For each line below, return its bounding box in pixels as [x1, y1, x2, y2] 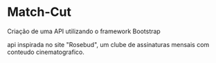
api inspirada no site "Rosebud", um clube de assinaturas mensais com [7, 40, 210, 48]
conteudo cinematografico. [7, 48, 84, 56]
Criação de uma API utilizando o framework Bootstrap [7, 27, 161, 35]
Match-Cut [7, 4, 71, 20]
